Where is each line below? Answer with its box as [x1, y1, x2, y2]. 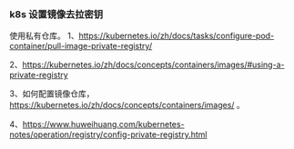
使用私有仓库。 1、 [9, 30, 79, 42]
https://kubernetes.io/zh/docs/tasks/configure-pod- [78, 30, 275, 42]
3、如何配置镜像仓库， [9, 88, 95, 99]
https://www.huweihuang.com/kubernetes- [22, 119, 185, 130]
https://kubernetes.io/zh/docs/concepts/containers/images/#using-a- [22, 59, 285, 70]
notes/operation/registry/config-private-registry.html [9, 129, 208, 140]
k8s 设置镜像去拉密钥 [9, 7, 104, 20]
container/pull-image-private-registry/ [9, 41, 153, 52]
